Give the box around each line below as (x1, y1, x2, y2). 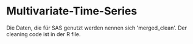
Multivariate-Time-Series (6, 4, 138, 18)
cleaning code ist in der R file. (6, 30, 81, 37)
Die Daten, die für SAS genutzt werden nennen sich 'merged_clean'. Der (6, 24, 188, 31)
